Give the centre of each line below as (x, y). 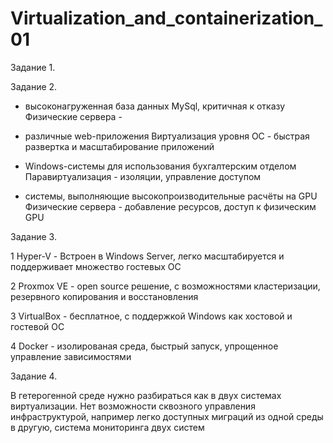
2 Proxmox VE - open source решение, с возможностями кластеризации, (165, 286)
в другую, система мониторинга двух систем (107, 427)
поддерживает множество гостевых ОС (96, 266)
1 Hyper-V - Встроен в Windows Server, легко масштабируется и (147, 256)
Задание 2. (34, 86)
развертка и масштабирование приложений (119, 146)
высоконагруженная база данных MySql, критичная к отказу (155, 106)
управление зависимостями (71, 356)
